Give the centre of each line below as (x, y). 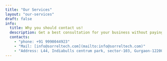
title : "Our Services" (29, 10)
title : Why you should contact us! (46, 28)
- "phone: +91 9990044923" (42, 42)
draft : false (19, 19)
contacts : (20, 37)
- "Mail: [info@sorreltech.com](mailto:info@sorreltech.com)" (80, 46)
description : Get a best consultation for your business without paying (86, 32)
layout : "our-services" (30, 14)
